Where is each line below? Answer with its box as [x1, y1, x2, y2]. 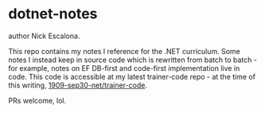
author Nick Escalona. [8, 31, 80, 41]
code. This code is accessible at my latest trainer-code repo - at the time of [8, 72, 256, 81]
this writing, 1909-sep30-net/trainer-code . [8, 80, 147, 90]
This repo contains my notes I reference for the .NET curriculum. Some [8, 46, 241, 56]
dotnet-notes [8, 5, 98, 23]
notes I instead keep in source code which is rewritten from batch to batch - [8, 55, 257, 64]
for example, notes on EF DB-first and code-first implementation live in [8, 63, 240, 72]
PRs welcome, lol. [8, 95, 67, 105]
